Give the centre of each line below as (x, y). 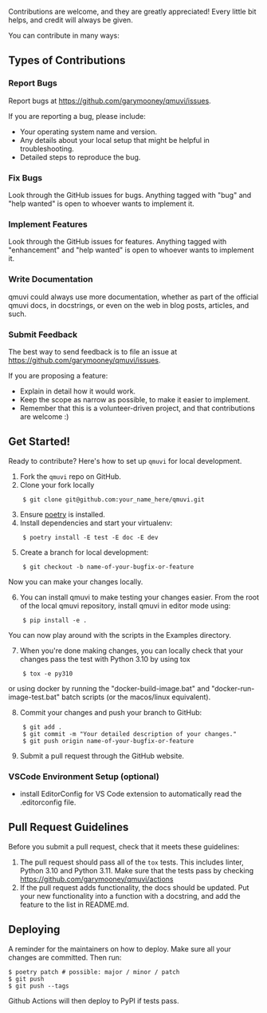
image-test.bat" (34, 697)
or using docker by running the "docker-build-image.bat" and (109, 688)
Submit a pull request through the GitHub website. (102, 756)
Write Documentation (51, 279)
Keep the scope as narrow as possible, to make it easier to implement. (135, 399)
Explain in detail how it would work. (78, 391)
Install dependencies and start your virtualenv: (96, 523)
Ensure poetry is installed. (63, 514)
